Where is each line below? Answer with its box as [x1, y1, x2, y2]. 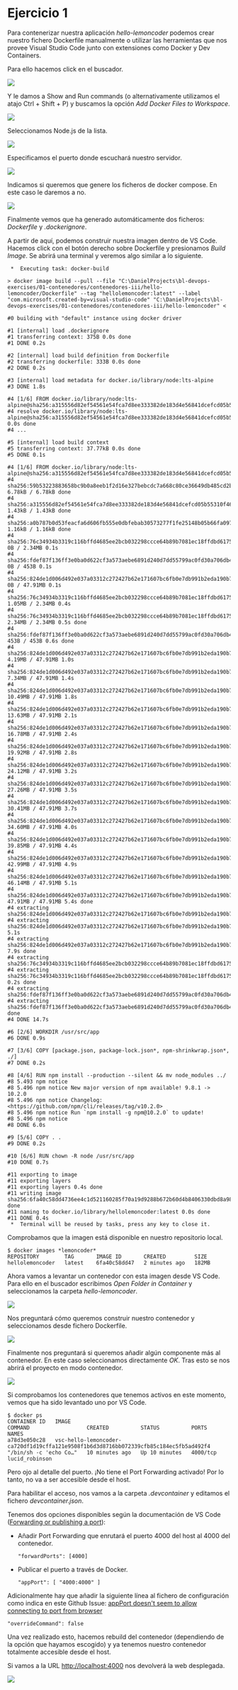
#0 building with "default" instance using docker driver [7, 314, 182, 322]
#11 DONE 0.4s [7, 1214, 50, 1221]
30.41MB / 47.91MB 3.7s [7, 805, 78, 812]
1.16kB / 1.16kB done [7, 526, 72, 533]
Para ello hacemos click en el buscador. [7, 65, 124, 73]
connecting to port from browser [7, 1606, 103, 1615]
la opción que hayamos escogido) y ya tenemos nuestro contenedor [7, 1640, 207, 1648]
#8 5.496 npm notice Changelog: [7, 1096, 103, 1103]
